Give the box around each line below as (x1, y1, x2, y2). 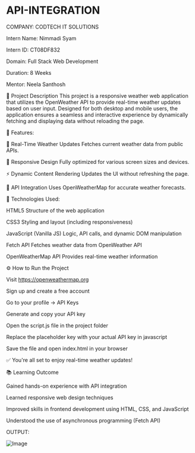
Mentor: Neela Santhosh (6, 81, 66, 88)
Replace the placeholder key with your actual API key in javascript (6, 333, 168, 340)
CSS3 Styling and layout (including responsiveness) (6, 218, 133, 226)
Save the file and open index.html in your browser (6, 345, 128, 352)
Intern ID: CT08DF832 (6, 46, 61, 53)
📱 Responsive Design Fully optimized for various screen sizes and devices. (6, 158, 190, 165)
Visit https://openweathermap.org (6, 275, 89, 283)
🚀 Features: (6, 129, 34, 136)
